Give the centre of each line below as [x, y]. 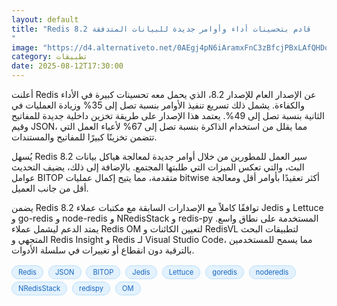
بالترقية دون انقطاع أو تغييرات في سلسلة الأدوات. [103, 250]
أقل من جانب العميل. [50, 188]
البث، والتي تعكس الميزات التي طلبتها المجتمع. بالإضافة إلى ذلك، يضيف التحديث [158, 167]
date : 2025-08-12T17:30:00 [67, 66]
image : [25, 47]
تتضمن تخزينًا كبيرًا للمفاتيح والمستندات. [84, 137]
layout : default [45, 19]
